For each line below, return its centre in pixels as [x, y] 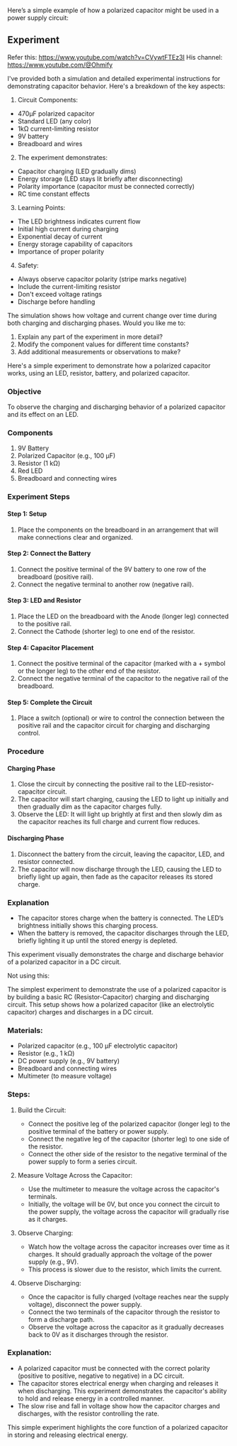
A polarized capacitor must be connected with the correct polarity [114, 1368]
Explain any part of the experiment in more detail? [90, 336]
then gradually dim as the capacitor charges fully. [90, 807]
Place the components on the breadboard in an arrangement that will [118, 530]
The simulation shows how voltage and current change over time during [112, 315]
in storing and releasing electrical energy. [68, 1435]
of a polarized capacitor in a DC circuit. [64, 962]
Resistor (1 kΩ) [39, 464]
